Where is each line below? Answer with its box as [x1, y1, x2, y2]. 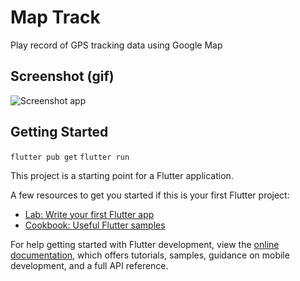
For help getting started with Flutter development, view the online [10, 238, 280, 250]
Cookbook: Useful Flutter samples [24, 219, 166, 231]
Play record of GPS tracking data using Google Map [10, 39, 223, 51]
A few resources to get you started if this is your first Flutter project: [10, 189, 290, 201]
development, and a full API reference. [10, 259, 169, 271]
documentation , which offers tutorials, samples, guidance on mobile [10, 249, 290, 261]
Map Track [10, 6, 101, 29]
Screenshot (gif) [10, 68, 115, 85]
